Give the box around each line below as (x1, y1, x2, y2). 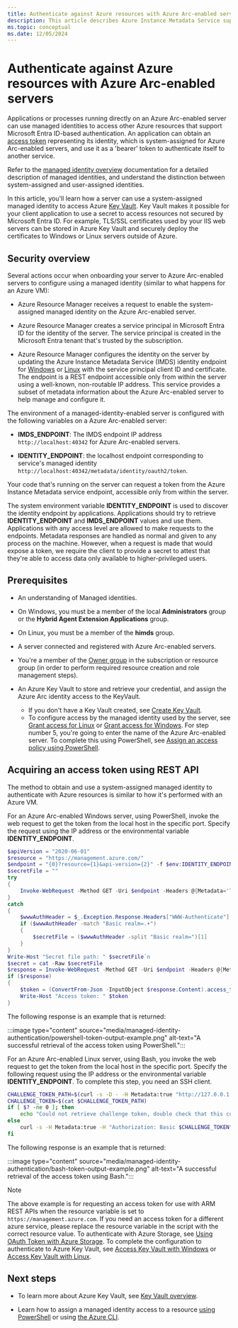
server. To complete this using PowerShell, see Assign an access (28, 736, 218, 744)
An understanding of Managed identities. (17, 593, 137, 602)
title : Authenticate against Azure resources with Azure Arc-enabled (7, 10, 217, 18)
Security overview (7, 252, 91, 264)
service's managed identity (17, 459, 98, 467)
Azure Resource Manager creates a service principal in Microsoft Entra (17, 322, 225, 329)
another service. (7, 152, 55, 160)
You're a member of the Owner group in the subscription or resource (17, 656, 218, 664)
